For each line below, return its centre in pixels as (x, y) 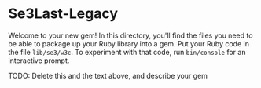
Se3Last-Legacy (63, 14)
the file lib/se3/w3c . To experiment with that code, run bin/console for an (127, 52)
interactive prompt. (39, 60)
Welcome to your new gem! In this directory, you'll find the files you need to (130, 35)
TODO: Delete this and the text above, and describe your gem (108, 75)
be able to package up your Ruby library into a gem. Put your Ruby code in (129, 43)
